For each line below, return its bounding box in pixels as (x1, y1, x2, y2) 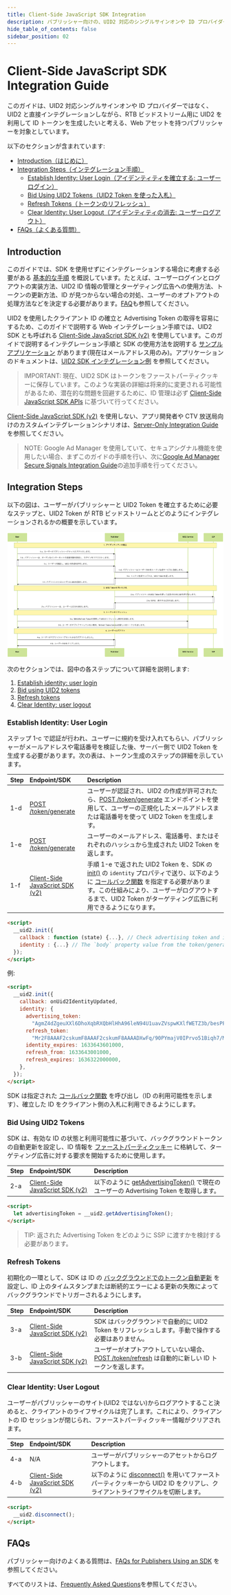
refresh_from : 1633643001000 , (25, 1049, 112, 1056)
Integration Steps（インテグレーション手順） (16, 165, 144, 173)
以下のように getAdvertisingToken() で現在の (93, 1177, 221, 1186)
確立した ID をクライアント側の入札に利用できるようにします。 (21, 1100, 199, 1108)
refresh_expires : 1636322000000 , (25, 1056, 122, 1063)
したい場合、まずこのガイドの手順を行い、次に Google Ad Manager (30, 453, 220, 460)
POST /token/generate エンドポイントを (99, 795, 212, 804)
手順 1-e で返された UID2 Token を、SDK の (87, 860, 213, 868)
